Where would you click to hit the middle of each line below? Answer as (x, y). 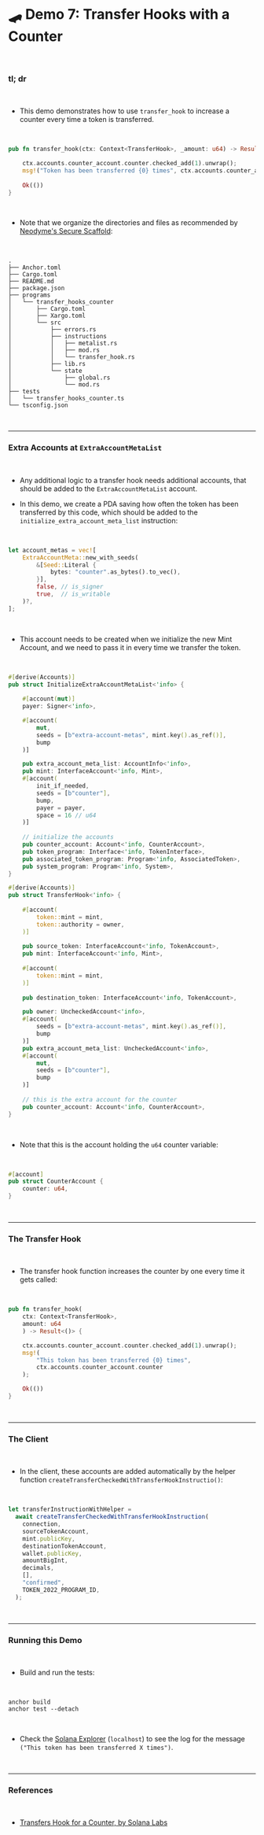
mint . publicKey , (49, 1538)
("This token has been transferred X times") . (96, 1747)
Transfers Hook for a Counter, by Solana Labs (93, 1822)
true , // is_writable (73, 594)
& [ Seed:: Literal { (66, 565)
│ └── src (35, 323)
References (31, 1790)
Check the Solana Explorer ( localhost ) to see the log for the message (132, 1738)
